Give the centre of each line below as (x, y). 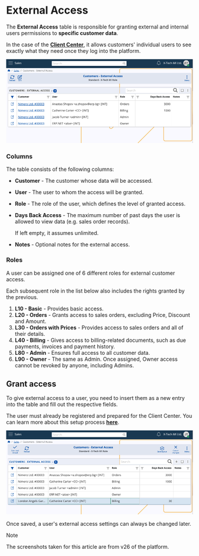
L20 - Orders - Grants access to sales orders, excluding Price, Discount (102, 314)
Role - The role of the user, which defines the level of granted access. (100, 204)
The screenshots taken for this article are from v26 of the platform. (88, 547)
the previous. (22, 297)
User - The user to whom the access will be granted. (79, 192)
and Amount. (30, 321)
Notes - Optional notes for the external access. (72, 244)
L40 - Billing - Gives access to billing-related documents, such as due (100, 340)
